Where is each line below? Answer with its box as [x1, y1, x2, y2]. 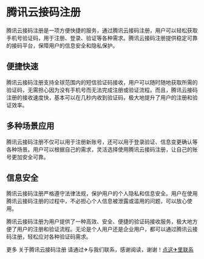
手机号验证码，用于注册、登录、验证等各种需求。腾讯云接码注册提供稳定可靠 [6, 34, 198, 41]
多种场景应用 [6, 121, 55, 131]
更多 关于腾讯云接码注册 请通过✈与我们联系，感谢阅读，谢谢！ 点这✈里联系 [6, 246, 194, 254]
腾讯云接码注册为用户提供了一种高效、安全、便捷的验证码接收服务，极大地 [6, 218, 192, 225]
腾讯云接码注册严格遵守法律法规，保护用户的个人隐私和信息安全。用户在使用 [6, 190, 198, 197]
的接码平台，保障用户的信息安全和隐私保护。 [6, 42, 118, 49]
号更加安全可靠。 [6, 153, 49, 161]
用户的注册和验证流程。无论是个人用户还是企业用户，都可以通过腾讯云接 [16, 226, 198, 233]
